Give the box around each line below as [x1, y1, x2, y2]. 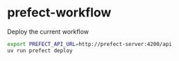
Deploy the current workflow [7, 27, 89, 36]
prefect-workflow [7, 5, 112, 21]
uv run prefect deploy [7, 47, 73, 54]
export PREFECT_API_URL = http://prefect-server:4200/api [7, 40, 172, 47]
